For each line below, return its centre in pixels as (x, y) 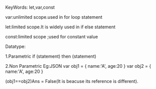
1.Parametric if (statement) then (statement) (51, 56)
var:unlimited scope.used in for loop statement (54, 17)
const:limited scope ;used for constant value (52, 37)
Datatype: (15, 47)
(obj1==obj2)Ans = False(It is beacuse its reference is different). (72, 81)
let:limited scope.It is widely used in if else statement (60, 27)
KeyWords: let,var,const (30, 7)
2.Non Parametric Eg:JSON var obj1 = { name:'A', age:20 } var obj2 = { (78, 66)
